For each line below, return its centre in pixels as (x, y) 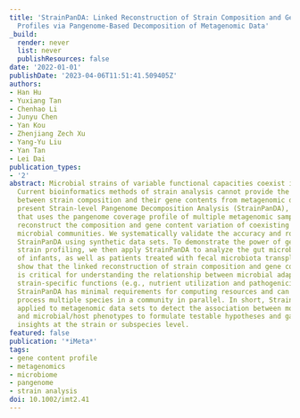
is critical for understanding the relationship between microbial (146, 275)
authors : (25, 84)
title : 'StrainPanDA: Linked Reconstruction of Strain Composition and (145, 17)
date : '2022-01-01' (46, 68)
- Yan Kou (28, 126)
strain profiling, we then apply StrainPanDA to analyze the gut (142, 250)
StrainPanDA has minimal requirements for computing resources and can (154, 291)
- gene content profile (54, 358)
